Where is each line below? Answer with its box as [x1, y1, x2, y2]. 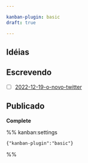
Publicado [6, 101, 45, 111]
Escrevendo [6, 67, 52, 78]
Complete [6, 117, 32, 124]
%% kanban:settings [6, 128, 58, 135]
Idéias [6, 47, 30, 57]
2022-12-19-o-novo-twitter [14, 83, 82, 90]
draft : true [6, 19, 36, 26]
